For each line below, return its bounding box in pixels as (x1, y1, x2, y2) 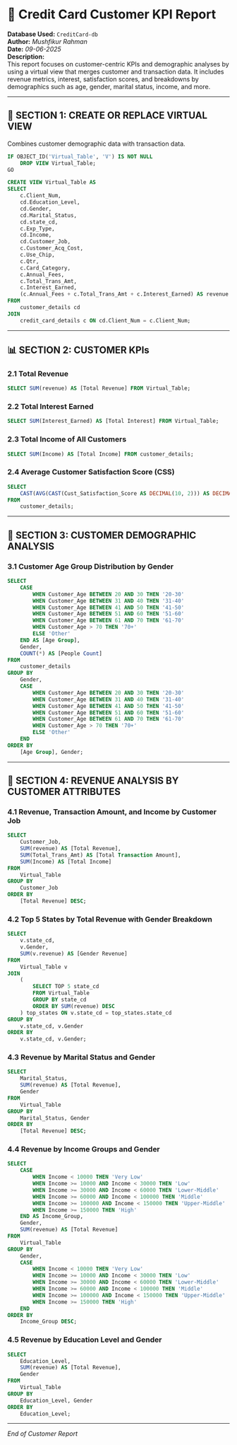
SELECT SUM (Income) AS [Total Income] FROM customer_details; (7, 451, 194, 458)
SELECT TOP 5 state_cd (32, 983, 99, 990)
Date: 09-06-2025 (7, 45, 61, 53)
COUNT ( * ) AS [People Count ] (20, 650, 102, 657)
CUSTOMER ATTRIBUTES (7, 786, 121, 798)
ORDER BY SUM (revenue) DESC (32, 1002, 115, 1010)
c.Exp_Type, (20, 225, 55, 232)
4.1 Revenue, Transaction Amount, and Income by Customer (7, 806, 217, 816)
